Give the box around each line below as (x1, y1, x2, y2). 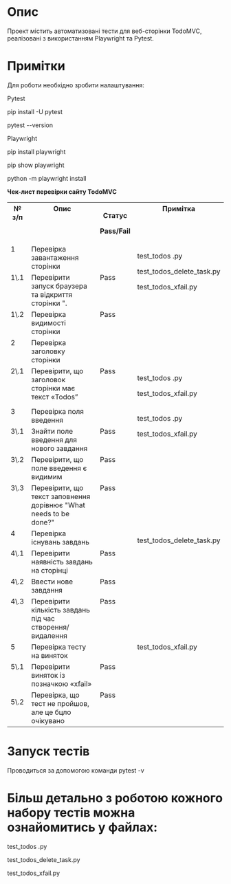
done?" (31, 517, 55, 527)
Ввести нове (31, 577, 74, 586)
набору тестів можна (7, 805, 135, 820)
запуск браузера (31, 281, 87, 291)
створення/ (31, 622, 70, 632)
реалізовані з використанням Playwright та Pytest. (7, 34, 155, 42)
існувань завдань (31, 537, 89, 546)
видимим (31, 472, 63, 481)
